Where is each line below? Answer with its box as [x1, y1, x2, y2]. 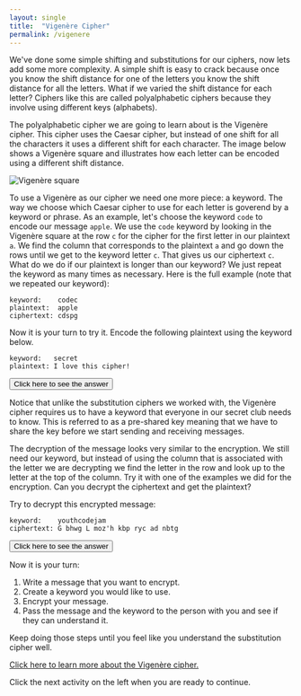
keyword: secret [9, 354, 78, 364]
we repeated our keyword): [9, 278, 110, 289]
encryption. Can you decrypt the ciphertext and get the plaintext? [9, 481, 252, 492]
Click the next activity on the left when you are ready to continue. [9, 677, 252, 688]
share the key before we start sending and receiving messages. [9, 426, 245, 436]
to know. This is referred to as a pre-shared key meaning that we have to [9, 417, 279, 427]
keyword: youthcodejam [9, 516, 106, 525]
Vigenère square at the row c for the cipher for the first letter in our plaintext [9, 231, 290, 242]
